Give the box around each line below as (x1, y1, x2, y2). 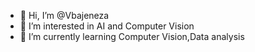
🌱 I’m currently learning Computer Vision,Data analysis (19, 31, 245, 42)
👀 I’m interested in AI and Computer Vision (19, 20, 195, 32)
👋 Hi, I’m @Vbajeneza (19, 10, 110, 21)
